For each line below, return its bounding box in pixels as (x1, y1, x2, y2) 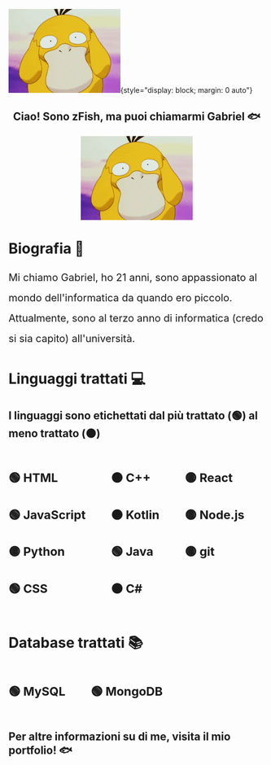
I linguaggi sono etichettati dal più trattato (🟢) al (8, 409, 258, 422)
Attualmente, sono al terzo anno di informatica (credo (8, 312, 264, 325)
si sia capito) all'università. (8, 332, 136, 345)
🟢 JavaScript (8, 506, 86, 522)
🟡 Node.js (184, 506, 245, 522)
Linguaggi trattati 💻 (8, 369, 146, 388)
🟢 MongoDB (90, 684, 163, 700)
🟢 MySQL (8, 684, 66, 700)
